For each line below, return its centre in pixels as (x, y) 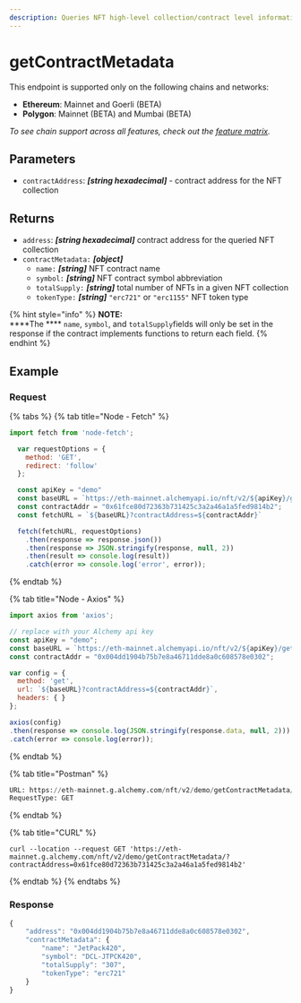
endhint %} (30, 343)
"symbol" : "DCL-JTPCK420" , (92, 957)
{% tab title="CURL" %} (53, 833)
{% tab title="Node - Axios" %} (67, 599)
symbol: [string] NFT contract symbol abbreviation (129, 278)
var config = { (38, 673)
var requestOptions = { (61, 449)
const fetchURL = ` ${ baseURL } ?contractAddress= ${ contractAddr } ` (140, 515)
